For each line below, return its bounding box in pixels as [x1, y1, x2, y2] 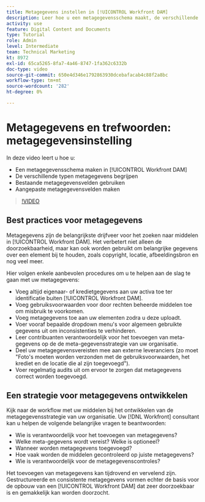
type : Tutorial [6, 32, 45, 38]
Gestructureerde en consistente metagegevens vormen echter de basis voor [6, 476, 199, 484]
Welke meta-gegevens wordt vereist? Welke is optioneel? [15, 438, 160, 446]
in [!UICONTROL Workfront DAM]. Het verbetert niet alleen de [6, 237, 162, 245]
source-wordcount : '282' [6, 83, 70, 90]
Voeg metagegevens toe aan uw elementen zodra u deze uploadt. [15, 314, 182, 321]
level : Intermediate [6, 44, 59, 50]
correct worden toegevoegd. [15, 373, 88, 380]
